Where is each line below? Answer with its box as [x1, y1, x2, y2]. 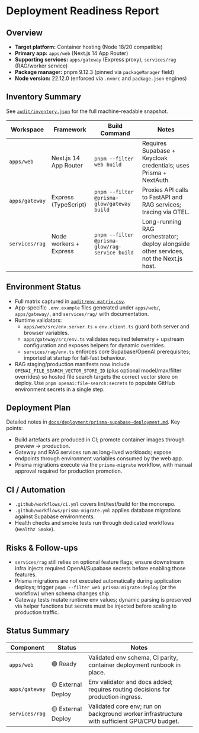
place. [88, 668, 105, 676]
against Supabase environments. [14, 513, 95, 520]
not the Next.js [142, 254, 183, 263]
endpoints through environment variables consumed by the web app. [14, 455, 184, 462]
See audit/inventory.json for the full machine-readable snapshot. [6, 108, 169, 115]
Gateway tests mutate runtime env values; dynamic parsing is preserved [14, 596, 191, 603]
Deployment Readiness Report [6, 4, 159, 18]
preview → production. [14, 443, 70, 450]
